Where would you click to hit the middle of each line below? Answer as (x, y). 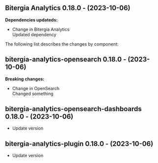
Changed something (33, 93)
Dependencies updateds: (31, 20)
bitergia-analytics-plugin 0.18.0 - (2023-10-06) (79, 144)
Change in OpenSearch (36, 88)
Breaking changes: (25, 79)
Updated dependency (34, 34)
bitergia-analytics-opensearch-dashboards (74, 109)
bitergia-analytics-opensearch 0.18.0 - (66, 59)
